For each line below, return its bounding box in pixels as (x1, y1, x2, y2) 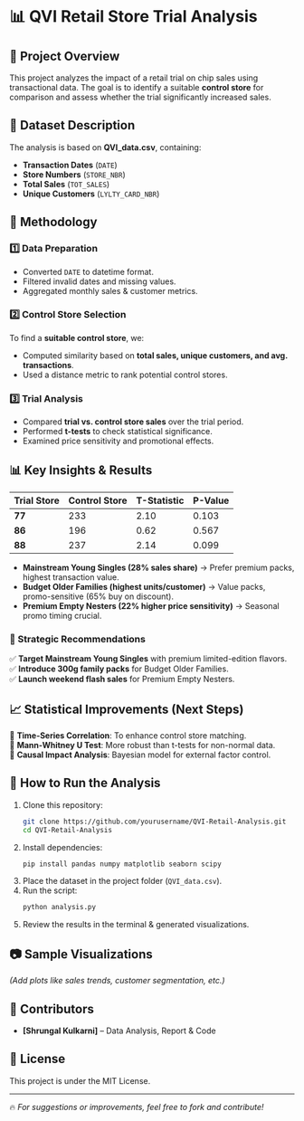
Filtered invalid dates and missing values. (22, 276, 176, 287)
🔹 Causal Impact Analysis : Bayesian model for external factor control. (9, 749, 271, 760)
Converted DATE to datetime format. (22, 266, 154, 277)
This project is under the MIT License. (9, 1075, 151, 1086)
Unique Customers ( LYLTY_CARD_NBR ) (22, 188, 160, 199)
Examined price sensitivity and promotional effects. (22, 435, 214, 447)
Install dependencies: (22, 841, 103, 852)
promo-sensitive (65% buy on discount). (22, 591, 175, 602)
